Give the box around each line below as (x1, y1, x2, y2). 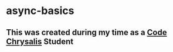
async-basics (6, 4, 74, 18)
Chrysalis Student (6, 36, 74, 46)
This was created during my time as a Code (6, 27, 167, 37)
